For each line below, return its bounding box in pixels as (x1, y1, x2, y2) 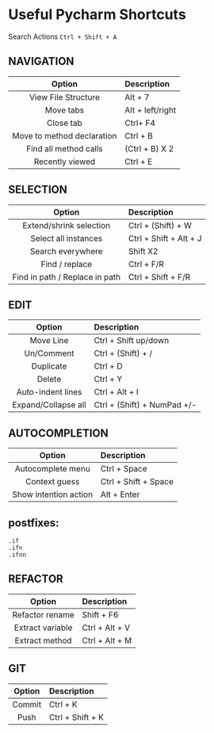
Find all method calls (26, 143, 103, 154)
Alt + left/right (124, 105, 177, 116)
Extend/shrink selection (22, 220, 111, 231)
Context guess (25, 476, 80, 487)
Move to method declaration (12, 130, 117, 141)
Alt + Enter (100, 489, 140, 500)
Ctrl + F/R (128, 258, 165, 269)
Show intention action (12, 489, 94, 500)
